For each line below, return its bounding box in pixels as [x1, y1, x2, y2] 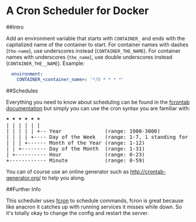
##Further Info [6, 186, 41, 193]
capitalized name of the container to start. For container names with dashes [6, 41, 189, 48]
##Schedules [6, 87, 38, 94]
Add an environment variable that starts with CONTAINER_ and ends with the [6, 35, 185, 42]
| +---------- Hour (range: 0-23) [6, 151, 145, 158]
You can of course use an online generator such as [6, 168, 129, 175]
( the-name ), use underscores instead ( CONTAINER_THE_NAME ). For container [6, 47, 181, 54]
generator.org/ [6, 174, 41, 181]
